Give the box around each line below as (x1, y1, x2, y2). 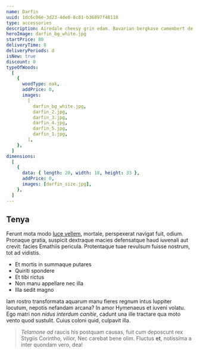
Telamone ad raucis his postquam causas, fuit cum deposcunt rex (20, 328, 184, 335)
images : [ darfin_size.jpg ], (21, 181, 92, 187)
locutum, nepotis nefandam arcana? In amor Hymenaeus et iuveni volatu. (6, 304, 186, 312)
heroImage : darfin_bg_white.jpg (6, 31, 86, 37)
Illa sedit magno (14, 286, 54, 294)
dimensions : (6, 153, 36, 159)
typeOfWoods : (6, 64, 39, 71)
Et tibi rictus (14, 273, 45, 281)
